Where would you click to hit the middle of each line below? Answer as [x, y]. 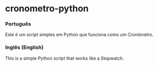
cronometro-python [47, 9]
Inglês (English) [24, 47]
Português [18, 24]
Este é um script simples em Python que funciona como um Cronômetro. [79, 34]
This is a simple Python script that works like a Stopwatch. [65, 58]
